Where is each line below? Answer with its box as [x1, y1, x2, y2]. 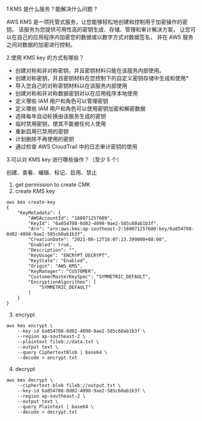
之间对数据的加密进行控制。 [6, 41, 76, 48]
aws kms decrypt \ [6, 377, 53, 383]
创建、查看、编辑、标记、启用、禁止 [6, 169, 97, 176]
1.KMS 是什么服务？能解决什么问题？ [6, 5, 99, 12]
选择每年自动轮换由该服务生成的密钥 [15, 113, 106, 120]
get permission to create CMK [15, 181, 91, 188]
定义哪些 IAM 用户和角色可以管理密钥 [15, 97, 108, 105]
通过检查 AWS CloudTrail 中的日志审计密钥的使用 [15, 143, 138, 150]
